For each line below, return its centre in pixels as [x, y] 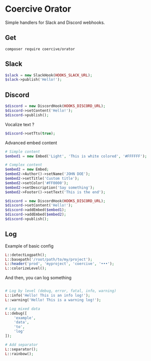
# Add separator [21, 344]
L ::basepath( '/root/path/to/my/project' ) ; [49, 259]
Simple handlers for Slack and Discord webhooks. [55, 22]
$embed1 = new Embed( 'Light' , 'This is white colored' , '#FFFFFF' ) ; [76, 156]
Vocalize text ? [20, 124]
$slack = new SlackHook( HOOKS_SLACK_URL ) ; [49, 75]
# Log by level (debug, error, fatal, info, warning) [61, 291]
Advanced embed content [31, 143]
